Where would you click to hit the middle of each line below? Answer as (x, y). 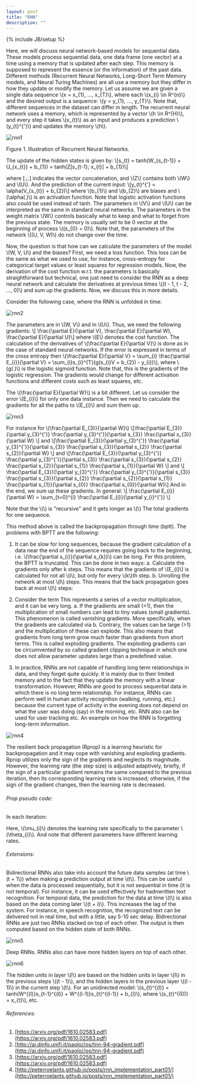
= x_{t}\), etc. (22, 1000)
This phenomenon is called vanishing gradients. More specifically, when (103, 618)
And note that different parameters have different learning (107, 834)
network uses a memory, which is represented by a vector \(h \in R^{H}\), (95, 114)
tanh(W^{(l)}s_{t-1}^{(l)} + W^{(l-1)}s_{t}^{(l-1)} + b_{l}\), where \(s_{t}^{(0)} (97, 993)
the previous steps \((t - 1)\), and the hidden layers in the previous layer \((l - (99, 981)
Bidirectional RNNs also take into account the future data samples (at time (96, 872)
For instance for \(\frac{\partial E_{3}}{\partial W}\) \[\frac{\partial (86, 428)
